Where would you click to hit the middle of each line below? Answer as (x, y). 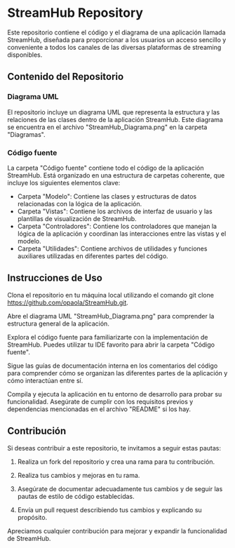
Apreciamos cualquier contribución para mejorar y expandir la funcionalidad (117, 530)
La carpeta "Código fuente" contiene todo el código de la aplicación (106, 168)
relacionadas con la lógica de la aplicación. (80, 203)
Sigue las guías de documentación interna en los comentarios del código (113, 366)
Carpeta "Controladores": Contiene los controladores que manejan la (117, 226)
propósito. (32, 517)
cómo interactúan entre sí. (45, 380)
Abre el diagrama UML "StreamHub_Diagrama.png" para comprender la (111, 316)
